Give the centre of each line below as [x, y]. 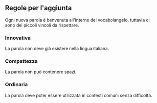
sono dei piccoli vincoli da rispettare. [42, 25]
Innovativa [18, 38]
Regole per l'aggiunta [38, 8]
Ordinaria [16, 84]
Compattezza [22, 61]
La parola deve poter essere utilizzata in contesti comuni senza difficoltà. [79, 95]
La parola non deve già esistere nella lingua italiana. [57, 49]
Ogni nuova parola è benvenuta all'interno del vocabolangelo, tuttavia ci [78, 20]
